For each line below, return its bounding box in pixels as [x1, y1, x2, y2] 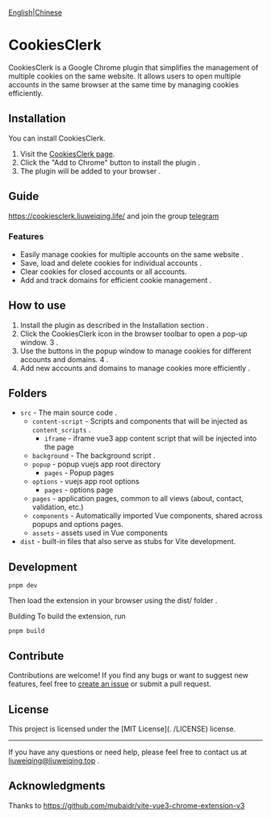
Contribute [8, 649, 65, 663]
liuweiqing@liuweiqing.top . [8, 756, 100, 765]
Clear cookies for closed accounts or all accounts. [19, 267, 187, 276]
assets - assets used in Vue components [31, 528, 168, 538]
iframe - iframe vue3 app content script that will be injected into [44, 433, 257, 444]
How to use [8, 299, 66, 313]
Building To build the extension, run [8, 611, 127, 622]
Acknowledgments [8, 779, 106, 793]
